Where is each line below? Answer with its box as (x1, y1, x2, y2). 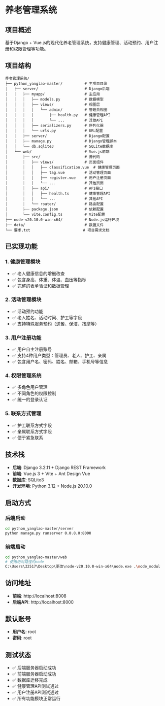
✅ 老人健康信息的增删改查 (12, 270, 65, 276)
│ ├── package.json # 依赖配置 (5, 206, 104, 212)
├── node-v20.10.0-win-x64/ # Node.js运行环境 (5, 217, 119, 222)
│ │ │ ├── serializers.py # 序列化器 (5, 123, 104, 128)
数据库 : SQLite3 (12, 476, 44, 483)
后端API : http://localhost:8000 (12, 599, 74, 605)
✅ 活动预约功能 (12, 308, 43, 314)
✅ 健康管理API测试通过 (12, 683, 59, 689)
